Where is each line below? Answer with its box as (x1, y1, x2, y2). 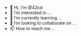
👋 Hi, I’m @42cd (9, 5, 43, 10)
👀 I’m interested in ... (9, 10, 52, 16)
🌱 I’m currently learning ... (9, 15, 62, 20)
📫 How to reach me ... (9, 26, 55, 31)
